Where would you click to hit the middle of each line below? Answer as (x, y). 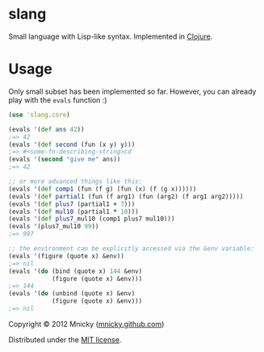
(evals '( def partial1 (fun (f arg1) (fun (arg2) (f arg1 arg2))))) (126, 196)
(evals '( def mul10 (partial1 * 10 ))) (73, 212)
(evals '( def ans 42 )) (46, 129)
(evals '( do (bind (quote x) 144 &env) (75, 271)
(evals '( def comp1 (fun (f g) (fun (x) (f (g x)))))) (103, 189)
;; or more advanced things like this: (75, 182)
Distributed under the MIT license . (65, 339)
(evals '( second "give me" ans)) (65, 159)
